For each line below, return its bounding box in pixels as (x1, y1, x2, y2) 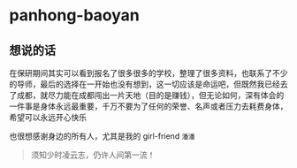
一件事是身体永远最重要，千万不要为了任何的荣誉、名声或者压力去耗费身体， (9, 101, 288, 111)
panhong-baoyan (9, 5, 140, 26)
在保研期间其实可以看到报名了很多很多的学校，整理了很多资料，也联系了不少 (9, 68, 288, 78)
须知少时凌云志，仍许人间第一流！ (30, 149, 156, 160)
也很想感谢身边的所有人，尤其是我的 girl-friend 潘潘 (9, 131, 195, 141)
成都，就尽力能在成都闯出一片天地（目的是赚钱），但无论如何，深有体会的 (16, 90, 285, 100)
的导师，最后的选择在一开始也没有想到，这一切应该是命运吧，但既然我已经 (9, 79, 280, 89)
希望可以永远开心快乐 (9, 112, 87, 122)
